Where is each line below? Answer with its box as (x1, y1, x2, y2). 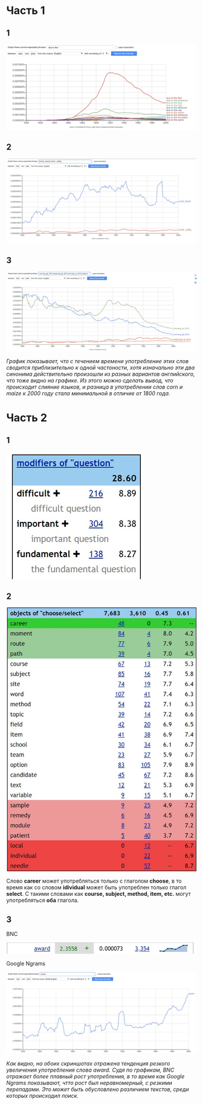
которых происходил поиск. (6, 1092, 79, 1099)
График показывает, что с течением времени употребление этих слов (6, 358, 189, 365)
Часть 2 (6, 411, 47, 425)
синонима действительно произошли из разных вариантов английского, (6, 370, 195, 378)
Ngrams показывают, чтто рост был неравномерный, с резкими (6, 1079, 172, 1086)
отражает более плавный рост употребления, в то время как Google (6, 1072, 185, 1080)
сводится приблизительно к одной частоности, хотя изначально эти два (6, 364, 195, 372)
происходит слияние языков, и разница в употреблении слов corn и (6, 383, 183, 391)
